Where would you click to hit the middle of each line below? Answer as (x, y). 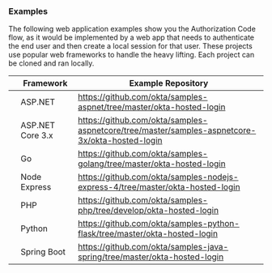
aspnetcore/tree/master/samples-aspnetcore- (167, 130)
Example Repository (169, 83)
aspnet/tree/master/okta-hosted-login (152, 107)
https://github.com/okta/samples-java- (153, 247)
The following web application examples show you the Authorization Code (132, 29)
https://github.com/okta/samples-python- (159, 224)
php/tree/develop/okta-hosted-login (149, 211)
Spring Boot (43, 252)
